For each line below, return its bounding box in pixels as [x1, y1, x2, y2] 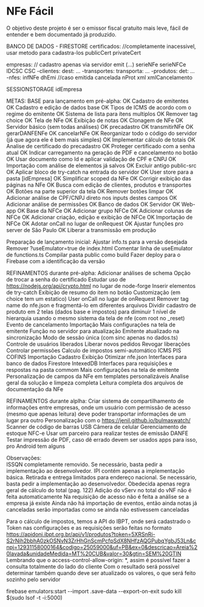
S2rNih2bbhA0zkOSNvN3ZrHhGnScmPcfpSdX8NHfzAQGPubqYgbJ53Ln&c [6, 537, 196, 544]
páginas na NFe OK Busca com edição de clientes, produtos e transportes [6, 181, 192, 188]
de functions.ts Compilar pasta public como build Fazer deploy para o [6, 251, 181, 258]
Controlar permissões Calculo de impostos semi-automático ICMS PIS [6, 346, 182, 354]
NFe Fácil [6, 4, 54, 18]
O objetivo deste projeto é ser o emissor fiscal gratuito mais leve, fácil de [6, 24, 189, 32]
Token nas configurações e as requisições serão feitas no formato [6, 524, 172, 531]
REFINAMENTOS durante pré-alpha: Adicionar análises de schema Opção [6, 269, 191, 276]
